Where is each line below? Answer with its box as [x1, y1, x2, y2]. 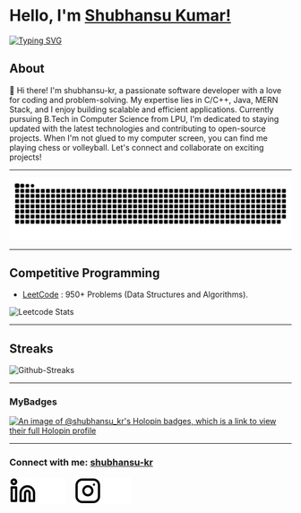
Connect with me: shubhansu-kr [9, 456, 154, 469]
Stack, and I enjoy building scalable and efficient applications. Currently [9, 104, 274, 115]
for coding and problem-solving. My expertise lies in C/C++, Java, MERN [9, 94, 279, 105]
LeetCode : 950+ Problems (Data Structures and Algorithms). [21, 289, 249, 300]
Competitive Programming [9, 265, 160, 281]
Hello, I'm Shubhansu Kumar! [9, 5, 231, 26]
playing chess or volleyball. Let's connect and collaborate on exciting [9, 142, 264, 152]
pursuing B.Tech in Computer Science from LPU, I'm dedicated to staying [9, 113, 279, 124]
